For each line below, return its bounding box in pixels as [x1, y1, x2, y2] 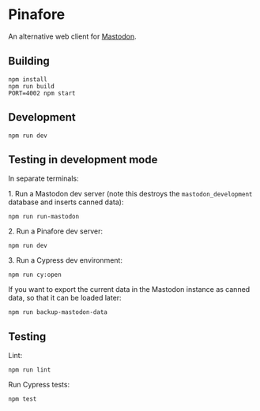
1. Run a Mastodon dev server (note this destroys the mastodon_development [8, 189, 253, 199]
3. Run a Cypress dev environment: [8, 256, 122, 265]
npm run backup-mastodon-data [8, 308, 108, 316]
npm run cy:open [8, 271, 62, 279]
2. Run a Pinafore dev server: [8, 226, 103, 236]
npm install [8, 75, 47, 84]
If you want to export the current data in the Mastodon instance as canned [8, 285, 251, 294]
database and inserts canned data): [8, 197, 124, 207]
